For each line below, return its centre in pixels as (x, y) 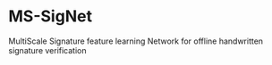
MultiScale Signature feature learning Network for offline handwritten (136, 41)
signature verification (47, 50)
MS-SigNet (51, 16)
